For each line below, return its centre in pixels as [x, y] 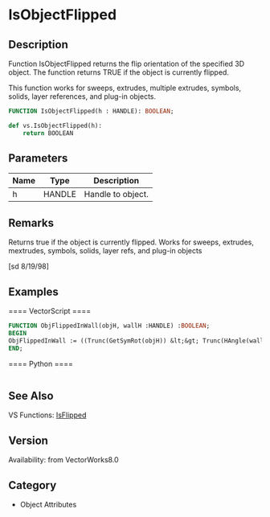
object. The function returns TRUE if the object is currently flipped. [119, 72]
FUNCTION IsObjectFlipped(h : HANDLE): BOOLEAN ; [91, 111]
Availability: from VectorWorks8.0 [63, 460]
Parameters [38, 158]
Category [33, 485]
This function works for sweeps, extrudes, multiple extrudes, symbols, [125, 88]
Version [28, 440]
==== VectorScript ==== [50, 311]
